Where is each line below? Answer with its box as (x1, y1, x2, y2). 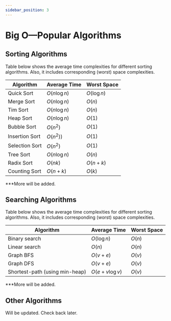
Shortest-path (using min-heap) (8, 268, 87, 276)
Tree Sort (8, 151, 31, 158)
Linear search (8, 243, 41, 250)
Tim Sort (8, 106, 29, 113)
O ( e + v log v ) (91, 268, 123, 276)
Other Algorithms (5, 296, 62, 305)
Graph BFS (8, 251, 34, 259)
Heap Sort (8, 114, 32, 122)
